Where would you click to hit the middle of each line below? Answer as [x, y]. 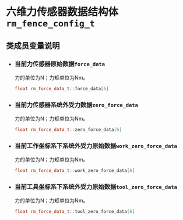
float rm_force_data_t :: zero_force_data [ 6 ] [68, 130]
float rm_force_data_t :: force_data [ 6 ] [61, 88]
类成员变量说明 [33, 45]
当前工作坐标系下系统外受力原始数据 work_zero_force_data [96, 146]
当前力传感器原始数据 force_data [60, 64]
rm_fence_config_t [50, 24]
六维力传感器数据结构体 [62, 12]
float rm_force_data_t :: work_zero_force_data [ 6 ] [75, 171]
